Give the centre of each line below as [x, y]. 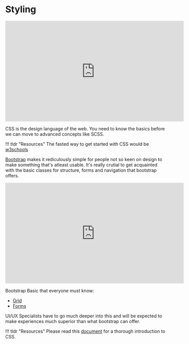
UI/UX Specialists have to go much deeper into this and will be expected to [84, 316]
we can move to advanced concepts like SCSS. [55, 134]
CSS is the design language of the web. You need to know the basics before [85, 128]
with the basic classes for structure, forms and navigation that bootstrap [81, 170]
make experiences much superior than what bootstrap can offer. [73, 321]
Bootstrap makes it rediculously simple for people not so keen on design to [84, 159]
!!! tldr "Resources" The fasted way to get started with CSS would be [77, 144]
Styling [21, 9]
